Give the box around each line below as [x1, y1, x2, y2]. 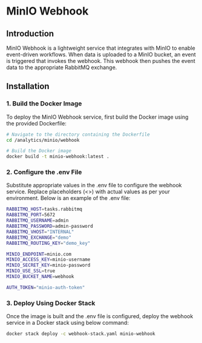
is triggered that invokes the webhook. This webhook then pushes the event [6, 58, 195, 64]
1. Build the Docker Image [6, 99, 82, 108]
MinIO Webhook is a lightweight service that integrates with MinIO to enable [6, 44, 195, 52]
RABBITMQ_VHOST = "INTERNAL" [6, 228, 74, 235]
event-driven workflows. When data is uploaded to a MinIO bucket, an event [6, 51, 197, 58]
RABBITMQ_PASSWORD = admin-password [6, 223, 94, 230]
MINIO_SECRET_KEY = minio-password [6, 262, 91, 268]
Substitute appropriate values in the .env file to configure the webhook [6, 182, 182, 189]
